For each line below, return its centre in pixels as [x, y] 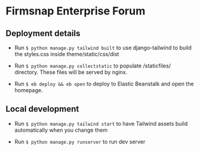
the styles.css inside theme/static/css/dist [67, 54]
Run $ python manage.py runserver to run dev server [80, 141]
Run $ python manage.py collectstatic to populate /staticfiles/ [92, 66]
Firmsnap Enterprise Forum [76, 11]
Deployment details [43, 33]
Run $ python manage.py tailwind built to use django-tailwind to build [103, 48]
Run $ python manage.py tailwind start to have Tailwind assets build [101, 123]
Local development [42, 109]
